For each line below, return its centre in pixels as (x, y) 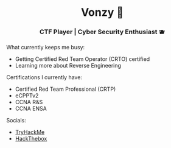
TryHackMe (30, 132)
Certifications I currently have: (44, 77)
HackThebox (31, 139)
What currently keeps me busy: (46, 48)
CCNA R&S (29, 102)
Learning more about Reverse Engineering (68, 66)
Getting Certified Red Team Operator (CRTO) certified (82, 59)
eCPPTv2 (27, 96)
